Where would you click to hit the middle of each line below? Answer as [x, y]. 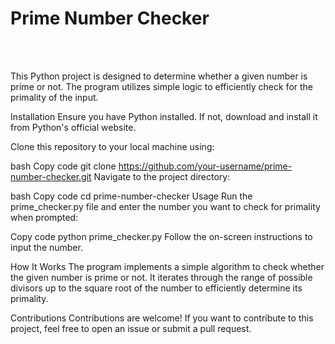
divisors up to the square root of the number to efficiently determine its [156, 288]
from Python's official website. [73, 127]
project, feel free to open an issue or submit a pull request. [131, 328]
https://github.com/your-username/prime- [205, 166]
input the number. [46, 247]
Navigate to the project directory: [162, 176]
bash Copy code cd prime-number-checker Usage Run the [131, 196]
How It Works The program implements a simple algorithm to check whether [167, 266]
